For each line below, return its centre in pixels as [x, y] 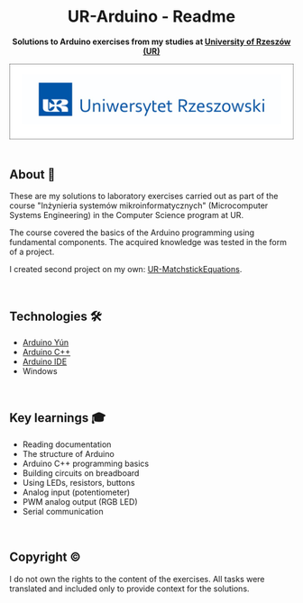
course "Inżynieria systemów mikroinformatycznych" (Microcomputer [139, 206]
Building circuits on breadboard [81, 473]
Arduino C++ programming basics [86, 463]
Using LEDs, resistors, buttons [78, 482]
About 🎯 [32, 174]
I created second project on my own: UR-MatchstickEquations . [126, 270]
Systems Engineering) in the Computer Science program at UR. [127, 215]
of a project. [32, 252]
